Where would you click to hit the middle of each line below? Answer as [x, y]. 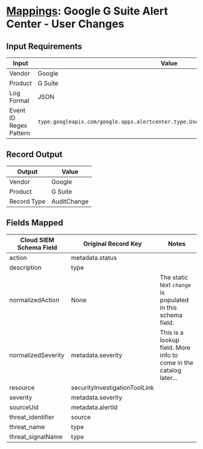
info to [169, 355]
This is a [172, 332]
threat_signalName [36, 436]
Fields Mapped [35, 223]
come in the [176, 363]
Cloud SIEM [37, 240]
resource [22, 387]
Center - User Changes [66, 24]
